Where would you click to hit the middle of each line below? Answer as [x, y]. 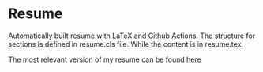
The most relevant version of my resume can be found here [105, 59]
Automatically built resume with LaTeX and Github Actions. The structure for [131, 36]
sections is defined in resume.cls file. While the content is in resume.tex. [126, 44]
